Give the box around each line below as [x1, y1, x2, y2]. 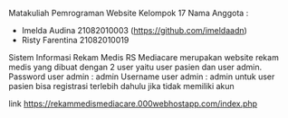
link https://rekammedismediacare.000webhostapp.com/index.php [8, 98, 258, 109]
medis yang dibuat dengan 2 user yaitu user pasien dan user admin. [8, 62, 263, 72]
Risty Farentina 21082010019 [21, 35, 130, 45]
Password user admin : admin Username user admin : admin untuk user [8, 71, 275, 82]
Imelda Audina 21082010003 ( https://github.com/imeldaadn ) [21, 25, 248, 35]
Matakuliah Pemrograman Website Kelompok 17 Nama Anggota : [8, 8, 249, 18]
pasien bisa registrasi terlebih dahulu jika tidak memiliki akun [8, 81, 235, 91]
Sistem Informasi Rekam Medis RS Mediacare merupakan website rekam [8, 52, 280, 62]
